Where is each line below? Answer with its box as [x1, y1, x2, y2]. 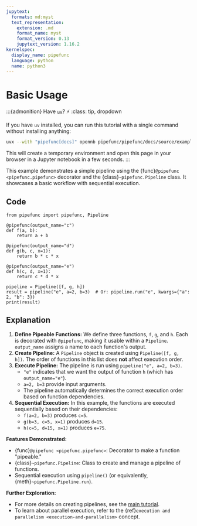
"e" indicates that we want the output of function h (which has [23, 368, 174, 375]
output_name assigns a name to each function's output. [14, 343, 147, 350]
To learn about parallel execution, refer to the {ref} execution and [14, 507, 171, 514]
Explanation [6, 315, 51, 325]
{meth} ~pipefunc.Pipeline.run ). [14, 478, 93, 485]
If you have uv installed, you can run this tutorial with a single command [6, 121, 179, 129]
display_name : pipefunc [11, 52, 69, 58]
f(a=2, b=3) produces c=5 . [23, 411, 88, 419]
